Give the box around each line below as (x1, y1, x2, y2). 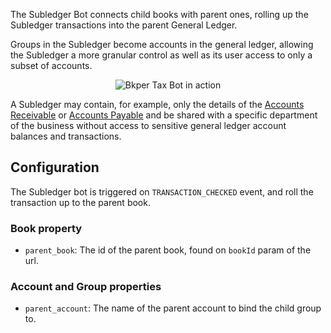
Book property (10, 221, 83, 235)
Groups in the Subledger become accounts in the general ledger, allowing (10, 39, 314, 50)
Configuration (10, 159, 100, 176)
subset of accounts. (10, 60, 93, 71)
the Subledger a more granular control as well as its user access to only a (10, 49, 313, 61)
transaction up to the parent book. (10, 196, 151, 208)
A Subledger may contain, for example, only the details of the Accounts (10, 99, 305, 110)
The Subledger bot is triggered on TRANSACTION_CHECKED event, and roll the (10, 185, 314, 198)
